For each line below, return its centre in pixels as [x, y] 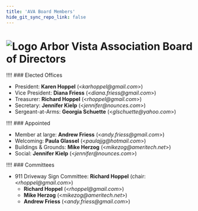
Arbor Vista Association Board [116, 46]
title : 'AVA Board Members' [41, 12]
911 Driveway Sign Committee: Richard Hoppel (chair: [80, 176]
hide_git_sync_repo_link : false [46, 17]
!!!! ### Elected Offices [34, 75]
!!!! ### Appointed [28, 123]
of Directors [36, 59]
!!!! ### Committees [30, 165]
